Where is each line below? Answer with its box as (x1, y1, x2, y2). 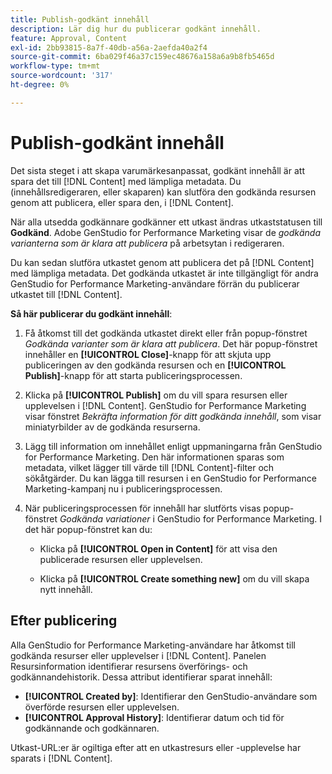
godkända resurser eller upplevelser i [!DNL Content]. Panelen (10, 649, 267, 661)
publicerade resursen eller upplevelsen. (39, 553, 203, 565)
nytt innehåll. (39, 583, 93, 595)
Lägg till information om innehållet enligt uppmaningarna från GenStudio (24, 440, 323, 452)
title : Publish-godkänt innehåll (10, 14, 150, 25)
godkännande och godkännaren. (24, 722, 160, 734)
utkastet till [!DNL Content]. (10, 288, 123, 300)
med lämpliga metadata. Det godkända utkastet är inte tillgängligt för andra (10, 267, 319, 279)
